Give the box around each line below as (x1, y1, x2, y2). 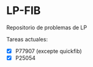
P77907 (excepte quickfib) (15, 47, 83, 55)
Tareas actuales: (6, 35, 48, 43)
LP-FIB (6, 4, 41, 18)
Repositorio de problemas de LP (6, 24, 87, 31)
